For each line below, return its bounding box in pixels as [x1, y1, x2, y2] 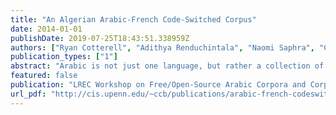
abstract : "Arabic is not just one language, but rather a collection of [10, 61, 325, 71]
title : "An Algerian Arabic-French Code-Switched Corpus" [10, 14, 257, 25]
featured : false [10, 71, 78, 81]
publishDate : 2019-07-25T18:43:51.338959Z [10, 33, 190, 43]
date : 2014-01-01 [10, 24, 83, 34]
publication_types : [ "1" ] [10, 52, 118, 62]
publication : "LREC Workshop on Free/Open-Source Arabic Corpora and [10, 80, 307, 90]
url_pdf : [10, 89, 47, 99]
